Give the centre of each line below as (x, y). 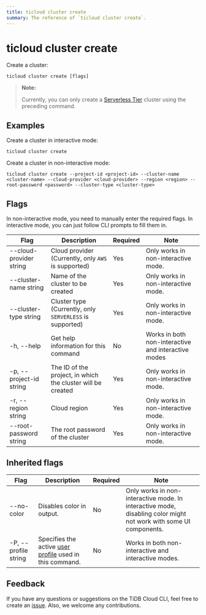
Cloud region (69, 408)
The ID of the (70, 367)
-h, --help (25, 346)
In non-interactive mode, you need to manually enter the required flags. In (100, 219)
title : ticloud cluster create (46, 12)
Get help (63, 339)
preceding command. (48, 106)
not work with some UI (158, 521)
